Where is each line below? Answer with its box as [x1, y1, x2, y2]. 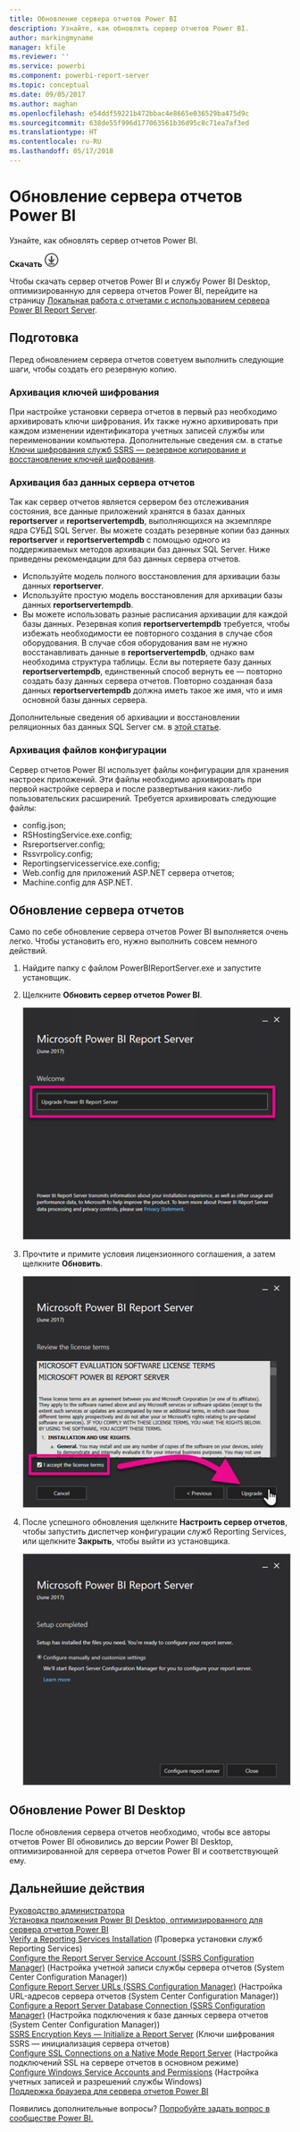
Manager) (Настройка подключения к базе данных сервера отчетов [9, 2009, 270, 2020]
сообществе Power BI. [9, 2112, 94, 2123]
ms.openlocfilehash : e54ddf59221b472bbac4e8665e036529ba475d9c [9, 108, 250, 118]
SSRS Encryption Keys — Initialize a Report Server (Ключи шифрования [9, 2028, 275, 2039]
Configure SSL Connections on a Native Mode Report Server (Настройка [9, 2047, 279, 2059]
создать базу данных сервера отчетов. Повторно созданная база [21, 676, 273, 687]
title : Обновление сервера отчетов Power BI [9, 14, 178, 23]
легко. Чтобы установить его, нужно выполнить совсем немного [9, 936, 258, 946]
